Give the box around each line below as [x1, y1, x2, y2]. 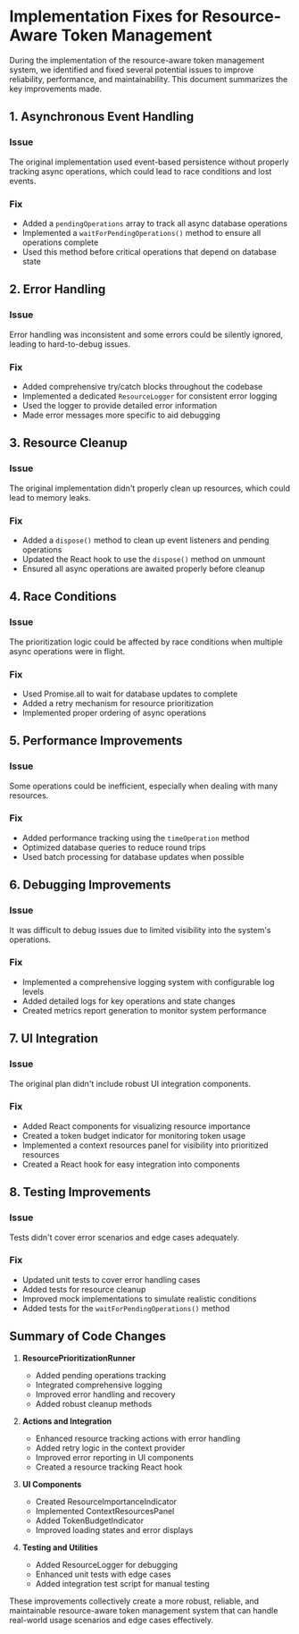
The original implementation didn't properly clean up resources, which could [9, 483, 290, 493]
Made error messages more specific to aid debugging [21, 409, 220, 420]
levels [21, 986, 45, 997]
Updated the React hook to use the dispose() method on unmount [21, 553, 266, 564]
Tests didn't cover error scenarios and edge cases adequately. [9, 1232, 239, 1242]
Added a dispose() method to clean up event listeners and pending [21, 535, 270, 545]
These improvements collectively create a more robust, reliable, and [9, 1596, 260, 1606]
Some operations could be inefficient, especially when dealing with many [9, 780, 278, 791]
